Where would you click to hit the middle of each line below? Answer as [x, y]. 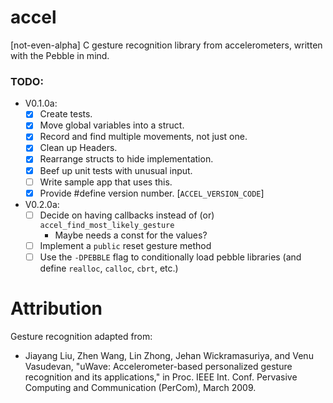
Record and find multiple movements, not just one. [143, 137]
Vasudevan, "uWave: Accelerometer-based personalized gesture [158, 366]
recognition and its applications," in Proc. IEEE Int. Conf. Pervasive [161, 377]
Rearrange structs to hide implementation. [126, 159]
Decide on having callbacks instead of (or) [127, 215]
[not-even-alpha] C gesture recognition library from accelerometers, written [166, 45]
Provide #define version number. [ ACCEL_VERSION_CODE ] [152, 193]
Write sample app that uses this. [106, 182]
